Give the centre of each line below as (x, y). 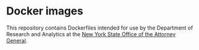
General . (17, 40)
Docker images (45, 11)
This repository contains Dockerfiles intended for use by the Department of (99, 28)
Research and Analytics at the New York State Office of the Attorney (91, 34)
